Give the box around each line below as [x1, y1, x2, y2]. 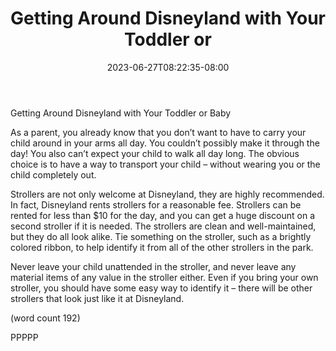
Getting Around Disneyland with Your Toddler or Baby [10, 107, 232, 119]
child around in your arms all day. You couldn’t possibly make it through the [10, 137, 320, 149]
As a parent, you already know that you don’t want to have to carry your [10, 126, 307, 138]
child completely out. [10, 168, 97, 181]
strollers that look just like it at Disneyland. [10, 292, 185, 304]
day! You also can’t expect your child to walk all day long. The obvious [10, 147, 300, 159]
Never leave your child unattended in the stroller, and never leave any [10, 260, 297, 272]
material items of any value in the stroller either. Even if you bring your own [10, 271, 319, 283]
